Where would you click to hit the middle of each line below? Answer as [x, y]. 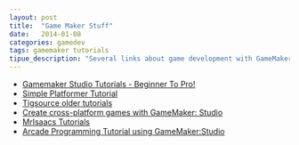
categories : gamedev [48, 42]
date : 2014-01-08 [45, 34]
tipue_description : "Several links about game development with [131, 59]
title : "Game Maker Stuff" [61, 26]
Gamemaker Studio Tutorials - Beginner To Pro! [109, 84]
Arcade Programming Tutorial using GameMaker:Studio [123, 131]
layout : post [33, 17]
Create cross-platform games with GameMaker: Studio [122, 113]
